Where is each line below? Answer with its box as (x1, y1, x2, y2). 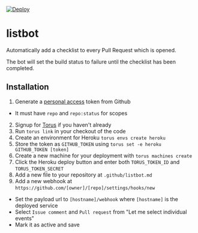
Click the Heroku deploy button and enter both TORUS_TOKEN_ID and (14, 158, 180, 165)
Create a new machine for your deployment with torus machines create (14, 152, 193, 159)
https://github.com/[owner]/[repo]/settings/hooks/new (14, 185, 155, 191)
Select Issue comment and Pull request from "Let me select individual (14, 208, 187, 216)
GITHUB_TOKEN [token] (14, 147, 69, 153)
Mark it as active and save (14, 221, 80, 228)
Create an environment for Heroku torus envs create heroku (14, 134, 166, 141)
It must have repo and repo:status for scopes (14, 109, 128, 116)
